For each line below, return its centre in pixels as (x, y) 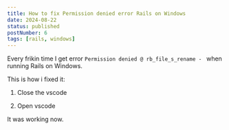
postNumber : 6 (28, 33)
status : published (33, 26)
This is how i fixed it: (36, 79)
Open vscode (36, 106)
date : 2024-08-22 (32, 20)
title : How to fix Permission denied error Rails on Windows (97, 13)
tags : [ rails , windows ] (41, 39)
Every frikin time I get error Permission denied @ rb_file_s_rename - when (115, 58)
